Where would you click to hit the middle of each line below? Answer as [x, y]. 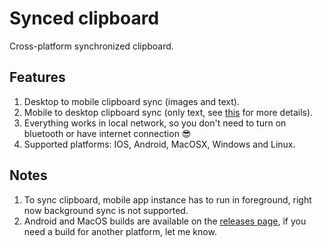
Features [37, 77]
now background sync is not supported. [106, 210]
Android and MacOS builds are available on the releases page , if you [165, 221]
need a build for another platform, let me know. [120, 231]
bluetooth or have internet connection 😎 [107, 133]
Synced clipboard [84, 18]
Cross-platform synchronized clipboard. [91, 46]
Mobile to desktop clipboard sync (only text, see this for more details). [168, 112]
